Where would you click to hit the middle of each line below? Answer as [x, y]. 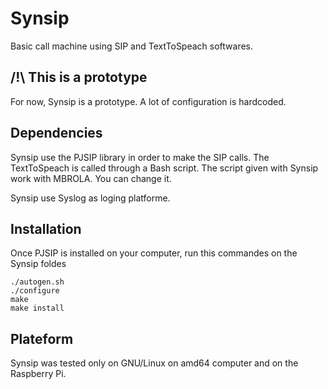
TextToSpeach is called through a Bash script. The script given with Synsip [164, 168]
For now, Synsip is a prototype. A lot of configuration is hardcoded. [148, 101]
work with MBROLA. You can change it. [91, 178]
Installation [46, 228]
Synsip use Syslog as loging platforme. [90, 198]
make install [37, 308]
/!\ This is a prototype [79, 77]
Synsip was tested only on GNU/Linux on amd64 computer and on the [154, 363]
